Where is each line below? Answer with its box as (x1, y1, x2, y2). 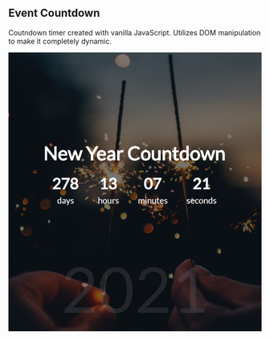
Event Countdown (8, 6, 100, 20)
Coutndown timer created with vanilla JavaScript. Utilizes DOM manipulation (8, 27, 261, 37)
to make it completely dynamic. (8, 36, 112, 46)
